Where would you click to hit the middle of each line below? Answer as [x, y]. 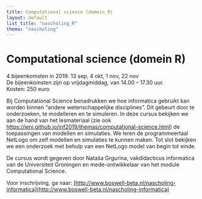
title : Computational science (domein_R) [60, 12]
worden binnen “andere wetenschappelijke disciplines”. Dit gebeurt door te [100, 107]
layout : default [27, 18]
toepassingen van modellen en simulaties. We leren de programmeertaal [97, 133]
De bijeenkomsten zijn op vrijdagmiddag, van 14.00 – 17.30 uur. [85, 82]
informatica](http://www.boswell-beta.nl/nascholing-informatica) [88, 189]
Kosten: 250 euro [28, 89]
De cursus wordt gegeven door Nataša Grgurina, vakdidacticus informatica [101, 158]
